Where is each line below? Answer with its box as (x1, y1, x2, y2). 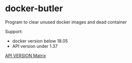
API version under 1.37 (12, 43, 58, 49)
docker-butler (5, 3, 63, 14)
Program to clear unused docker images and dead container (5, 19, 127, 25)
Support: (5, 28, 23, 34)
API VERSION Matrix (5, 52, 46, 59)
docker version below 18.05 (12, 38, 68, 44)
